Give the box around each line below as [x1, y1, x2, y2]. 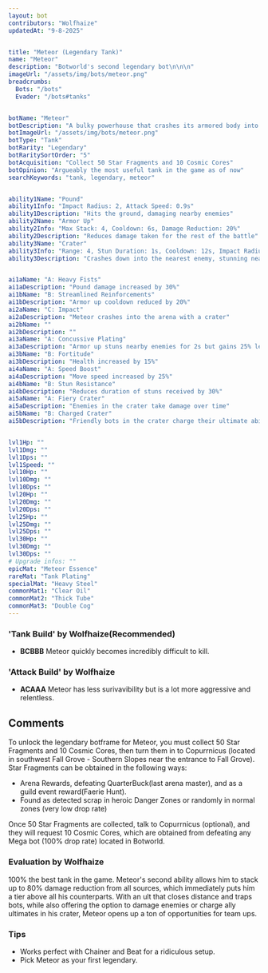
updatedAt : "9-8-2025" [8, 26, 84, 34]
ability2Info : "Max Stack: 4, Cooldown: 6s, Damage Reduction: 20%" [8, 225, 241, 233]
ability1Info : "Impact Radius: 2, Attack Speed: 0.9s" [8, 202, 195, 210]
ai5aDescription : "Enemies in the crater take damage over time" [8, 402, 230, 410]
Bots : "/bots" [15, 85, 62, 93]
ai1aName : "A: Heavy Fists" [8, 276, 102, 284]
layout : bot [8, 11, 48, 20]
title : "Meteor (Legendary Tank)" [8, 48, 124, 56]
